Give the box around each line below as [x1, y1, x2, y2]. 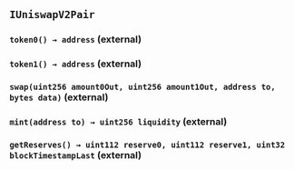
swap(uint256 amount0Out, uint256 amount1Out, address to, [9, 82, 276, 93]
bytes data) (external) [9, 91, 109, 104]
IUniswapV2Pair [9, 8, 95, 22]
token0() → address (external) [9, 33, 142, 45]
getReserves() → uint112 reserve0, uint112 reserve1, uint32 [9, 140, 286, 150]
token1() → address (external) [9, 57, 142, 70]
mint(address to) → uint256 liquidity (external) [9, 115, 228, 128]
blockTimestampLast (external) [9, 149, 142, 161]
